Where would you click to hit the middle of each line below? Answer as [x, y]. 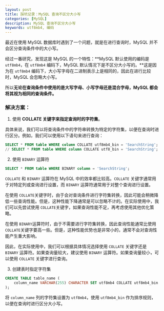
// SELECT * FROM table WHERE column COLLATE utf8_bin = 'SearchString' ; [82, 150]
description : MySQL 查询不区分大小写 [41, 23]
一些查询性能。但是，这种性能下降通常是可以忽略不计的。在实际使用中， [82, 201]
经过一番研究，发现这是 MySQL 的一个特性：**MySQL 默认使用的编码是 [77, 59]
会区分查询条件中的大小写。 [33, 48]
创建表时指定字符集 [31, 269]
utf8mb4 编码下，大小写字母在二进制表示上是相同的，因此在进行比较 [83, 71]
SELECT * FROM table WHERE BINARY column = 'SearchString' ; [68, 169]
